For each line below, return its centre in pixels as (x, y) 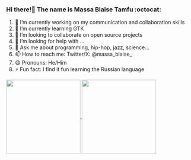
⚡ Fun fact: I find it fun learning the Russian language (79, 69)
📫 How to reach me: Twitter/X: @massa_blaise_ (73, 54)
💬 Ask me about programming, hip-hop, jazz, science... (82, 47)
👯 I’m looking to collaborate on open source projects (79, 35)
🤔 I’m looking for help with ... (50, 41)
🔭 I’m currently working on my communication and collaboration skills (100, 23)
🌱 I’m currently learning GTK (49, 28)
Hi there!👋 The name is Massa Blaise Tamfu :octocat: (84, 9)
